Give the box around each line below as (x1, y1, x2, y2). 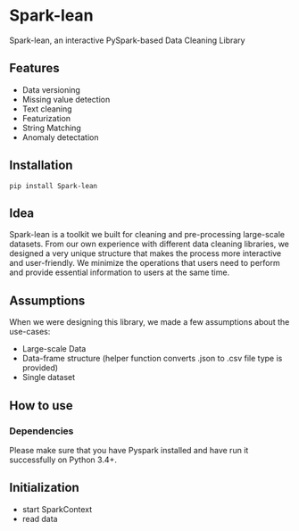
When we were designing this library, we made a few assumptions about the (9, 317, 290, 328)
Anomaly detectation (21, 131, 99, 143)
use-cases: (9, 327, 51, 337)
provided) (21, 362, 59, 373)
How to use (9, 398, 73, 413)
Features (9, 61, 60, 76)
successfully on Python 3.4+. (9, 454, 118, 465)
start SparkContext (21, 503, 93, 514)
